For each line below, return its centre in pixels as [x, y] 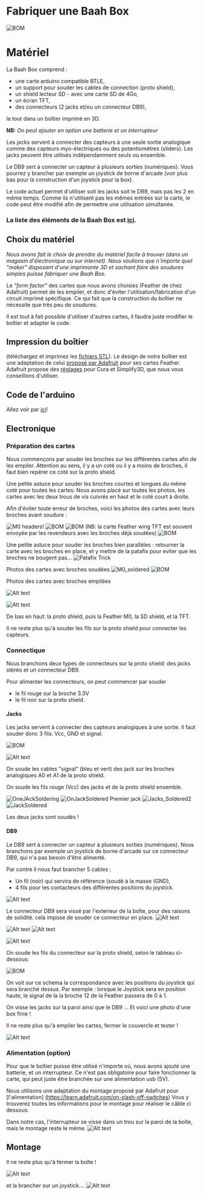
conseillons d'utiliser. [33, 376]
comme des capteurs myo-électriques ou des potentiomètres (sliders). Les [100, 148]
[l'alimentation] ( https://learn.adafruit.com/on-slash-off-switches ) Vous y [98, 1097]
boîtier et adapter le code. [38, 323]
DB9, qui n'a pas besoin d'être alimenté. [56, 857]
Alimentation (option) [38, 1052]
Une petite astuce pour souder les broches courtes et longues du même [96, 483]
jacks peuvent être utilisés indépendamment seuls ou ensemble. [86, 155]
